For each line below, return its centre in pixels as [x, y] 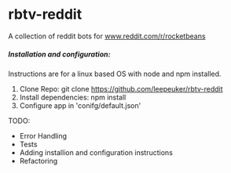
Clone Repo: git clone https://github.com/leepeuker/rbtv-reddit [121, 88]
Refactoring [38, 160]
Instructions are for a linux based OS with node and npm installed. [115, 74]
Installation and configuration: [59, 54]
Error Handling [43, 135]
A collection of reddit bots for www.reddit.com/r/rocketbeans [107, 36]
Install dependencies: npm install [73, 97]
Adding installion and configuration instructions [96, 152]
